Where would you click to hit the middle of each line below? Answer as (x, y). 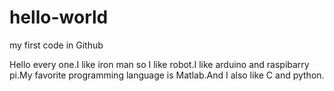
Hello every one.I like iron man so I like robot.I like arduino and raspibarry (159, 64)
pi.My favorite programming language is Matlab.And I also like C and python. (167, 75)
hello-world (59, 17)
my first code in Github (56, 45)
